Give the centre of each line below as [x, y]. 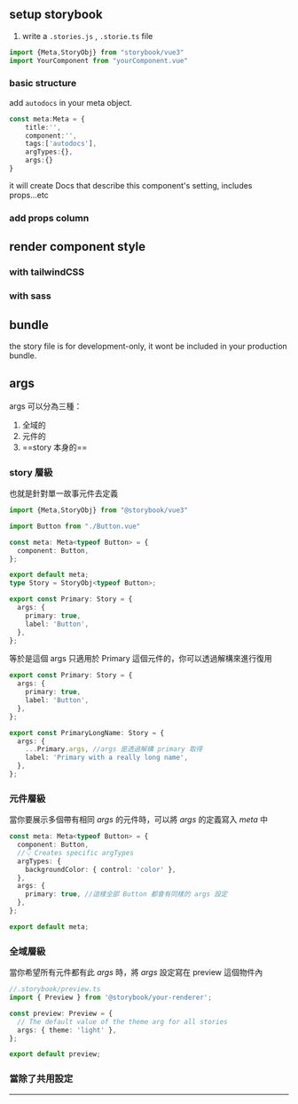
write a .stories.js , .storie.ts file [87, 36]
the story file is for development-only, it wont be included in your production [149, 346]
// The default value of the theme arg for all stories [122, 1021]
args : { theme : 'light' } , [67, 1030]
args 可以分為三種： [46, 406]
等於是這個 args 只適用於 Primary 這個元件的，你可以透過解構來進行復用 [141, 659]
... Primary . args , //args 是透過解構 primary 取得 [114, 749]
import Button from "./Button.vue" [75, 526]
